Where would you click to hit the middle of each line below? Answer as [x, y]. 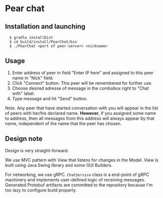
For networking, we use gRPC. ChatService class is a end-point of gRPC [77, 174]
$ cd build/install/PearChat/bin [43, 42]
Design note [24, 139]
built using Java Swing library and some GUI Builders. [59, 165]
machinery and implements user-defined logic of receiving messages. [75, 180]
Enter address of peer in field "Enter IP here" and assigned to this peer [83, 72]
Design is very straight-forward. [37, 150]
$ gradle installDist [31, 37]
